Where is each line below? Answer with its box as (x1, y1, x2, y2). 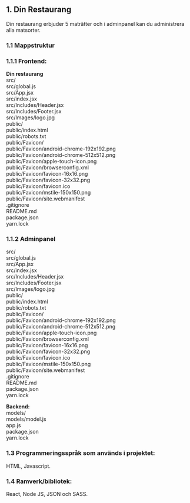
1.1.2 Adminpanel (6, 234, 56, 243)
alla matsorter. (6, 26, 41, 33)
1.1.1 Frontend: (6, 57, 47, 65)
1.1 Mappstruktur (6, 41, 55, 49)
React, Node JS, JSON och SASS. (6, 490, 88, 497)
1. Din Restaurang (6, 5, 72, 15)
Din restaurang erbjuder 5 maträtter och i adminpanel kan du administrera (6, 20, 185, 27)
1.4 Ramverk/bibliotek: (6, 477, 72, 485)
